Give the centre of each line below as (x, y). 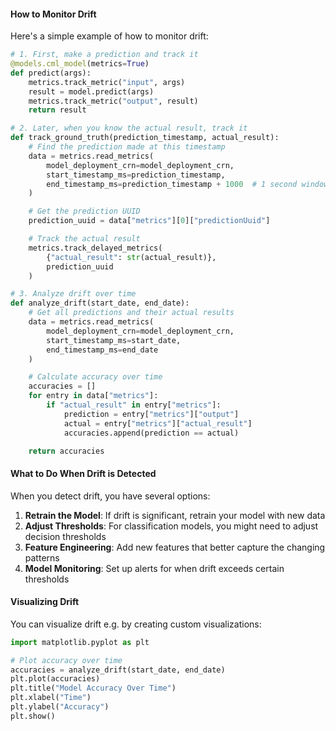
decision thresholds (65, 536)
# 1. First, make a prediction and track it (104, 55)
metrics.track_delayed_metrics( (95, 248)
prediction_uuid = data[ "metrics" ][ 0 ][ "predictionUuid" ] (149, 221)
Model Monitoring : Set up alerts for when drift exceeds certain (154, 568)
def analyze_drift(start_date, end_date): (100, 303)
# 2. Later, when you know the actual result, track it (129, 128)
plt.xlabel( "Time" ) (51, 698)
